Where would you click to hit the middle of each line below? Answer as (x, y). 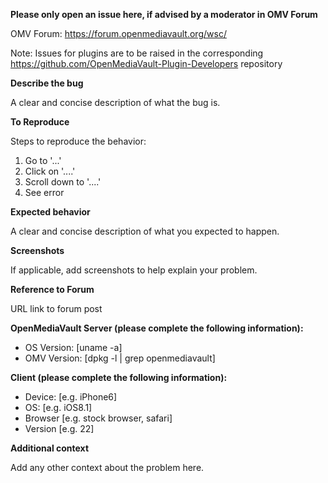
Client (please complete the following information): (119, 377)
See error (44, 192)
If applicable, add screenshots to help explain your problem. (134, 270)
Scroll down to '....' (63, 182)
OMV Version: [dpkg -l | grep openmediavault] (120, 358)
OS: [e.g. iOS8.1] (58, 407)
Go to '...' (43, 160)
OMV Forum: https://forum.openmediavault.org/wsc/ (118, 33)
